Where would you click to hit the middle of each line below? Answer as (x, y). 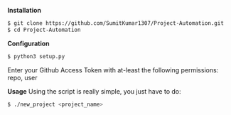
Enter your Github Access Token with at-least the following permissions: (113, 70)
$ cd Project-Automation (44, 30)
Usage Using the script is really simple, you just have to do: (94, 91)
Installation (24, 10)
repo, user (22, 77)
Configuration (28, 43)
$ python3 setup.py (36, 56)
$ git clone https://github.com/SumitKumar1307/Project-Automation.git (116, 23)
